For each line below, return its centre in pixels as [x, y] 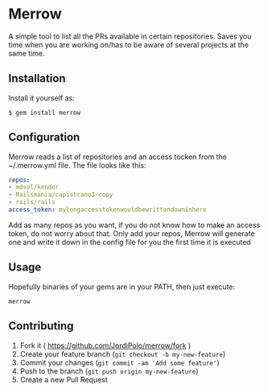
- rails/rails [32, 202]
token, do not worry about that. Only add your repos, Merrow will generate [132, 233]
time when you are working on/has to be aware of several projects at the [129, 44]
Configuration [44, 137]
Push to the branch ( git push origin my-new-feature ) [109, 371]
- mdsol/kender [34, 187]
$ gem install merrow [45, 112]
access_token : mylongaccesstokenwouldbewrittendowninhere [107, 210]
